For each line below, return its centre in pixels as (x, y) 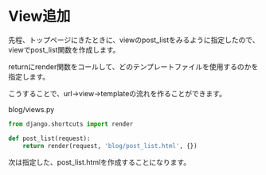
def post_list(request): (49, 138)
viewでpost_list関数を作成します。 (64, 49)
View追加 (39, 16)
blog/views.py (31, 109)
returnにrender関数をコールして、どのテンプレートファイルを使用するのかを (133, 66)
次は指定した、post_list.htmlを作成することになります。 (100, 162)
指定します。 (29, 76)
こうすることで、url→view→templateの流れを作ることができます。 (117, 93)
